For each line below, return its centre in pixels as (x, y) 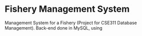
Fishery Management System (67, 9)
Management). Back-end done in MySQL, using (54, 28)
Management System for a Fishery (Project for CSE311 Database (71, 23)
